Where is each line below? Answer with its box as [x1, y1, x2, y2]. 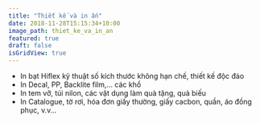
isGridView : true [8, 49, 67, 57]
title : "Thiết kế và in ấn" [8, 11, 103, 20]
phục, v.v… [19, 105, 57, 115]
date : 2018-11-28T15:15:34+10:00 [8, 19, 121, 27]
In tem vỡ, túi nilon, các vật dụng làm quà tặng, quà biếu [19, 88, 207, 97]
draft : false [8, 42, 52, 50]
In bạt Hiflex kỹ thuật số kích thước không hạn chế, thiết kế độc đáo [19, 72, 245, 80]
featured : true [8, 34, 60, 43]
